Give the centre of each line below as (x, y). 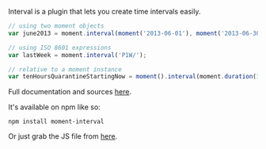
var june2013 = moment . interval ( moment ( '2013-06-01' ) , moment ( (115, 33)
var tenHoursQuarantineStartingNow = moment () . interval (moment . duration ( (133, 77)
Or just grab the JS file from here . (63, 136)
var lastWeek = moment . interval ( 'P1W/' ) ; (78, 55)
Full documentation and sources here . (70, 92)
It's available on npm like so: (54, 107)
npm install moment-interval (56, 122)
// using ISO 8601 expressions (60, 48)
